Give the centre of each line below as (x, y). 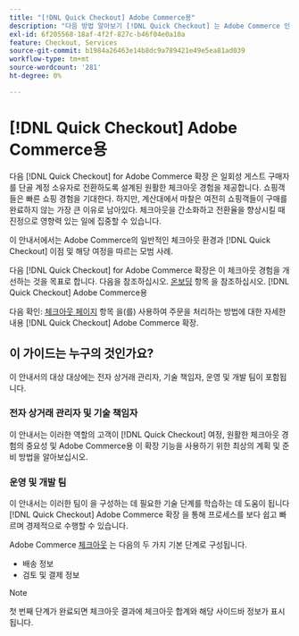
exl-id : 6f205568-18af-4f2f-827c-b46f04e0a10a (97, 34)
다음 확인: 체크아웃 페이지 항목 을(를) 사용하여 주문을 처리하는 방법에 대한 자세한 (148, 311)
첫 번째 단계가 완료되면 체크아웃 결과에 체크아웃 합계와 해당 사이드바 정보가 (139, 611)
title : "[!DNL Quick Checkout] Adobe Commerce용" (103, 17)
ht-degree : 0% (36, 76)
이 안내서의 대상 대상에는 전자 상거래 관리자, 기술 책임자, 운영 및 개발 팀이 (136, 377)
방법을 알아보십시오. (53, 456)
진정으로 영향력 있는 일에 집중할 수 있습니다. (86, 221)
